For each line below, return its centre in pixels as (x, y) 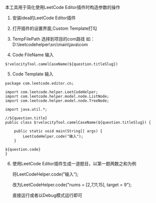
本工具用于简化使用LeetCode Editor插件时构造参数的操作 (63, 7)
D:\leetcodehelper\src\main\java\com (50, 44)
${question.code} (23, 149)
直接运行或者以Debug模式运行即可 (47, 195)
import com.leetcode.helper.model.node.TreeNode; (57, 101)
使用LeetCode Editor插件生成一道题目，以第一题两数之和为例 (74, 164)
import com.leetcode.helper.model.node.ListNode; (57, 96)
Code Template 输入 (33, 74)
